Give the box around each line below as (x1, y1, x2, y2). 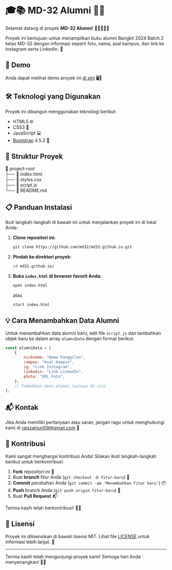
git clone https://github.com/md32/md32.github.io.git (12, 245, 133, 250)
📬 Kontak (5, 403, 38, 411)
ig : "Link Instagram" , (24, 364, 72, 369)
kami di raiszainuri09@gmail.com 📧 (5, 425, 80, 431)
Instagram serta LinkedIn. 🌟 (5, 46, 63, 52)
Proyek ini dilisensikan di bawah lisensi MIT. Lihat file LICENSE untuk (5, 533, 150, 539)
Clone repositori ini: (12, 234, 56, 241)
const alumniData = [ (5, 345, 52, 350)
